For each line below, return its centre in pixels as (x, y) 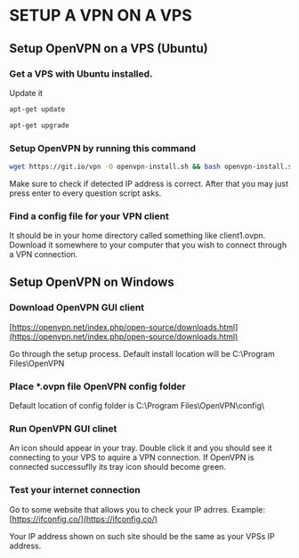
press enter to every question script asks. (85, 193)
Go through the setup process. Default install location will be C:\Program (142, 353)
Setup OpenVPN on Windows (92, 283)
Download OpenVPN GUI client (77, 308)
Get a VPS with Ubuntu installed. (81, 74)
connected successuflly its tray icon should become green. (118, 467)
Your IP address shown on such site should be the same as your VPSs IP (142, 536)
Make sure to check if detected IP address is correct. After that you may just (149, 183)
